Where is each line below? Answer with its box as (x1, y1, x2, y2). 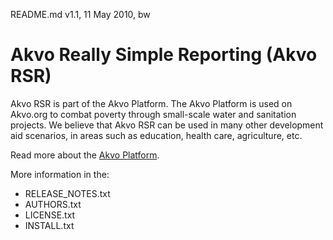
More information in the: (10, 168, 110, 180)
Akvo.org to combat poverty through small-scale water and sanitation (10, 108, 297, 120)
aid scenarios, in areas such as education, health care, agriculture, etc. (10, 129, 303, 141)
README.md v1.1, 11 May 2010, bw (10, 9, 151, 20)
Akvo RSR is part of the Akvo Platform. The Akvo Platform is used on (10, 97, 293, 109)
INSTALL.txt (24, 219, 75, 231)
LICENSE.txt (24, 209, 76, 221)
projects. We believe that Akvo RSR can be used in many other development (10, 119, 324, 131)
